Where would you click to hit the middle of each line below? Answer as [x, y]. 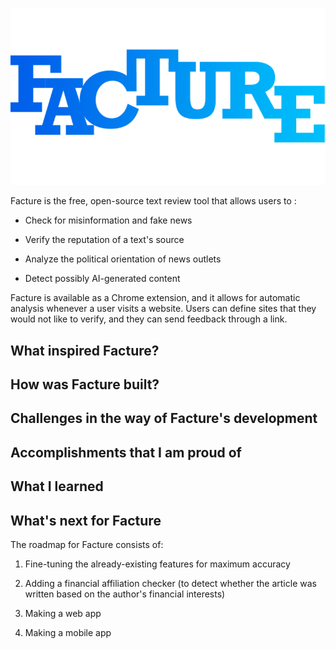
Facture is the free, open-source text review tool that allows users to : [153, 201]
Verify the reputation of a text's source [104, 240]
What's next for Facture [86, 520]
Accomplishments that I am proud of [126, 452]
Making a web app [63, 614]
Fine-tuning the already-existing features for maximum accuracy [157, 564]
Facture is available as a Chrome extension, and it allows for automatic [155, 298]
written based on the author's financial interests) [125, 594]
